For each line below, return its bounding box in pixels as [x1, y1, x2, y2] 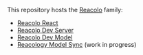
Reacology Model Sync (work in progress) [16, 41, 137, 48]
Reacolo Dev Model [16, 33, 73, 41]
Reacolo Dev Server [16, 26, 74, 34]
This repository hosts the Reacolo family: [7, 6, 123, 14]
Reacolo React [16, 19, 58, 26]
